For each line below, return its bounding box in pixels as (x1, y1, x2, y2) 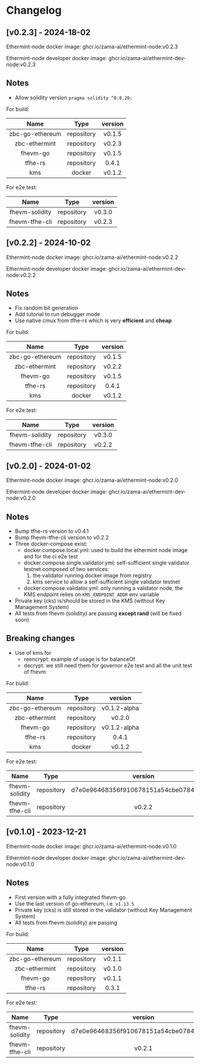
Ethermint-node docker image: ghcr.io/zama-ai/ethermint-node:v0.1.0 (6, 843, 177, 850)
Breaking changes (6, 634, 76, 644)
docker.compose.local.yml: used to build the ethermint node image (23, 547, 188, 554)
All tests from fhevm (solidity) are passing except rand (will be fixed (14, 610, 182, 617)
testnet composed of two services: (23, 566, 110, 573)
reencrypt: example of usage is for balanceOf (23, 656, 136, 663)
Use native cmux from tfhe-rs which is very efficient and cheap (14, 317, 172, 324)
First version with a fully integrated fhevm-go (14, 894, 126, 901)
